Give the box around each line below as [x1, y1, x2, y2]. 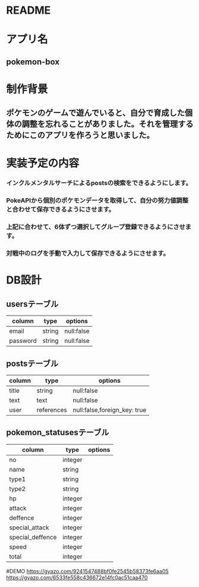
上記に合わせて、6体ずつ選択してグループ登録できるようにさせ [6, 223, 186, 231]
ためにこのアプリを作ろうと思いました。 [6, 130, 154, 140]
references [36, 406, 67, 414]
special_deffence [9, 533, 57, 541]
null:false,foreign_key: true [72, 406, 147, 414]
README [6, 4, 51, 17]
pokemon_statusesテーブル [6, 427, 109, 438]
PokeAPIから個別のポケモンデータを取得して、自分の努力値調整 [6, 196, 189, 205]
